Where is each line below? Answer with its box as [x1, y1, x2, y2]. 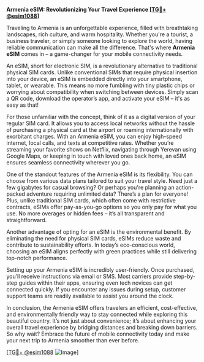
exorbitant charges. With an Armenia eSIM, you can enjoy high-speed [6, 133, 183, 140]
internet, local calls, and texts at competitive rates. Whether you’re [6, 139, 174, 147]
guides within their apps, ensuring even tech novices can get [18, 279, 173, 287]
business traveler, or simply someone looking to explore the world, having [6, 37, 193, 44]
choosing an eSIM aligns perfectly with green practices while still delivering [6, 248, 197, 255]
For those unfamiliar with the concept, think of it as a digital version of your [6, 114, 196, 120]
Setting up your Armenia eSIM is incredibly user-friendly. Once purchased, [6, 266, 195, 273]
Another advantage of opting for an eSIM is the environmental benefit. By [6, 228, 192, 236]
